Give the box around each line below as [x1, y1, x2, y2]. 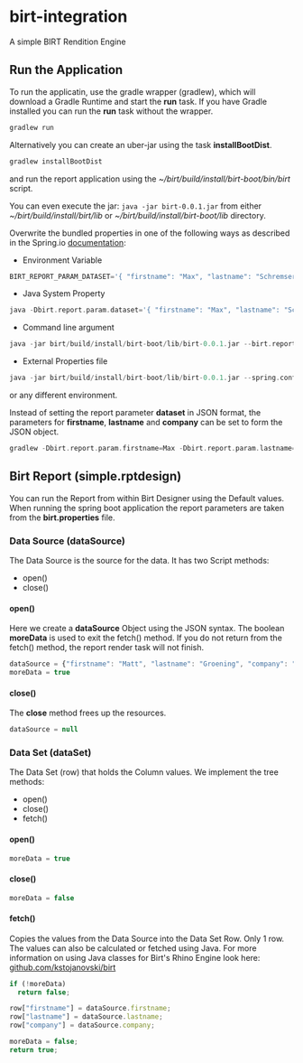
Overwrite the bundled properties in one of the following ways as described [9, 228, 290, 238]
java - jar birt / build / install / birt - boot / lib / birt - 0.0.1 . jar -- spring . [9, 373, 280, 383]
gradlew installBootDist [9, 156, 103, 166]
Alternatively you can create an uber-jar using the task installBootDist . [9, 139, 272, 150]
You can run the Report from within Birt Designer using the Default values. [9, 492, 285, 503]
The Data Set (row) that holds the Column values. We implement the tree [9, 767, 280, 778]
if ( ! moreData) [9, 979, 67, 988]
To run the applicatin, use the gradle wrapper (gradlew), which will [9, 86, 256, 97]
